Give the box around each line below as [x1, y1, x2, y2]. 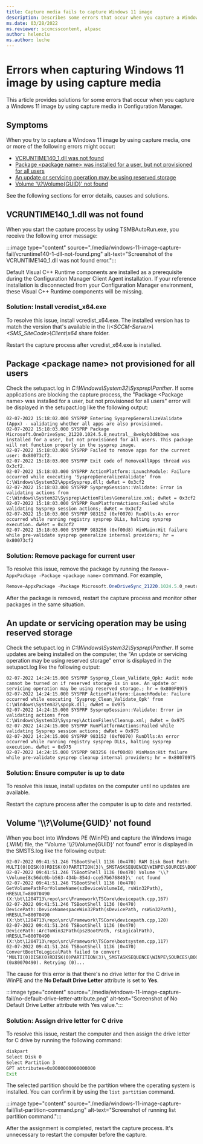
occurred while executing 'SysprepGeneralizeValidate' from [6, 473, 161, 480]
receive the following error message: [6, 232, 98, 239]
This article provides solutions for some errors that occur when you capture [6, 96, 195, 103]
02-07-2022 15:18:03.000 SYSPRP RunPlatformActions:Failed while [6, 500, 174, 506]
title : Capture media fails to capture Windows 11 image [6, 8, 153, 15]
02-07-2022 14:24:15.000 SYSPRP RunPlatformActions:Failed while [6, 723, 174, 729]
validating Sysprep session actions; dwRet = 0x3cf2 [6, 506, 142, 512]
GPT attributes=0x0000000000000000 [6, 1065, 96, 1071]
